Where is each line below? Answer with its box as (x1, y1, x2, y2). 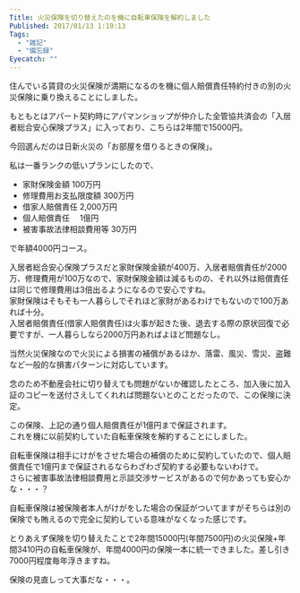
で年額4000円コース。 (9, 243, 92, 254)
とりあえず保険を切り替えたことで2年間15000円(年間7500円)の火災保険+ (9, 533, 279, 543)
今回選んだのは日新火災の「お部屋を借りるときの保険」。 (9, 141, 218, 151)
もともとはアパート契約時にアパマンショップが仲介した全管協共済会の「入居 (9, 111, 291, 121)
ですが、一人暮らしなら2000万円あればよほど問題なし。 (16, 329, 226, 339)
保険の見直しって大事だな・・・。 (9, 574, 135, 585)
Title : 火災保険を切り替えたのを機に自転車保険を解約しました (9, 13, 211, 22)
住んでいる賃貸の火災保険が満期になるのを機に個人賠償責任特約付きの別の (9, 81, 284, 90)
